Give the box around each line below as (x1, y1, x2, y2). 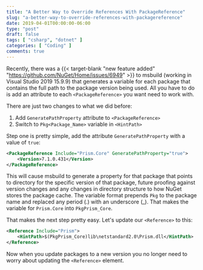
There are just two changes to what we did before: (6, 102, 132, 110)
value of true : (6, 139, 41, 146)
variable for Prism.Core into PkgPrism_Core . (6, 205, 113, 212)
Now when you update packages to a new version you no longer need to (6, 251, 188, 257)
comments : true (6, 48, 45, 54)
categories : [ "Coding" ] (6, 43, 72, 49)
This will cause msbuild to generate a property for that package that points (6, 173, 193, 180)
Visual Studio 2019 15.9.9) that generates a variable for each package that (6, 77, 191, 85)
